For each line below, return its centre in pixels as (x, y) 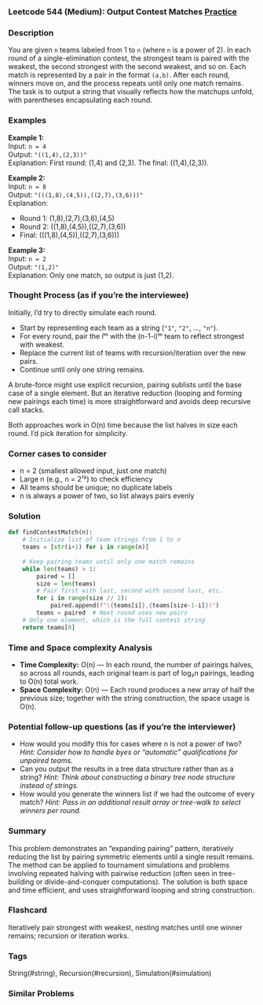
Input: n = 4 (27, 146)
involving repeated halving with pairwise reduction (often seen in (113, 873)
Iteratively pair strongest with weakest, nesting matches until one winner (126, 927)
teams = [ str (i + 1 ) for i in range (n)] (86, 547)
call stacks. (26, 409)
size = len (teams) (66, 584)
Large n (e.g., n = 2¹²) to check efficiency (86, 479)
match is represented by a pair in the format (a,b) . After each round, (119, 75)
